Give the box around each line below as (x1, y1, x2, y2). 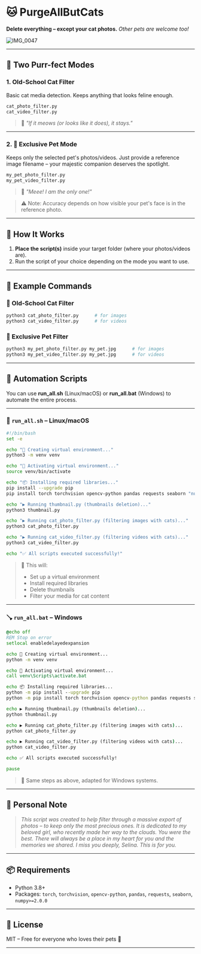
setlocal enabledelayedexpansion (6, 640, 90, 646)
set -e (6, 436, 23, 442)
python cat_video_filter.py (6, 744, 77, 751)
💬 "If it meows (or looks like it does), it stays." (20, 119, 133, 127)
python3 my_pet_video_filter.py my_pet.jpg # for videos (6, 351, 165, 358)
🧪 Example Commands (6, 281, 92, 291)
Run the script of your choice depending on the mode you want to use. (14, 258, 190, 265)
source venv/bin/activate (6, 469, 71, 475)
